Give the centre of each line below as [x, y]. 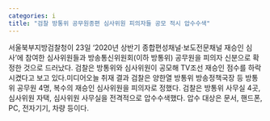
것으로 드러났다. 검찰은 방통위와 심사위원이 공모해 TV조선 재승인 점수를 [135, 67]
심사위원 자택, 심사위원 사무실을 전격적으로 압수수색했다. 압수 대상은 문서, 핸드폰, [135, 98]
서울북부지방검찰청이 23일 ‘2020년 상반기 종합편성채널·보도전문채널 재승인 [126, 47]
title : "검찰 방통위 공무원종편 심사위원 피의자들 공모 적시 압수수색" [109, 23]
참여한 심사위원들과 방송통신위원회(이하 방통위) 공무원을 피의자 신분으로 [138, 57]
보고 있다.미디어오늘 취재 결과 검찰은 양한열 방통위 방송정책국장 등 [140, 77]
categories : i [32, 16]
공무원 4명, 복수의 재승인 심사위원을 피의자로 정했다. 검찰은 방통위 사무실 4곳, [139, 88]
